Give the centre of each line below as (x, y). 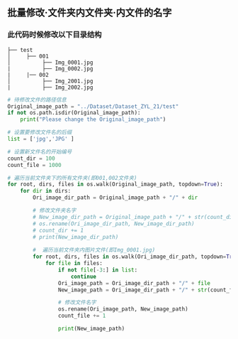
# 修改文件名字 (77, 303)
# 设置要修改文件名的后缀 (40, 133)
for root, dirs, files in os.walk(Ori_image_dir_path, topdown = (130, 257)
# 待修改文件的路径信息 (37, 99)
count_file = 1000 (34, 165)
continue (84, 276)
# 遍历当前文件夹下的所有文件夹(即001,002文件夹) (72, 178)
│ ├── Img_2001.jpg (50, 81)
